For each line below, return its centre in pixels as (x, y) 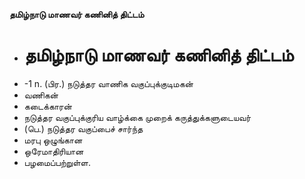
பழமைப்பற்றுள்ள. (57, 162)
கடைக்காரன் (47, 106)
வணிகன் (41, 95)
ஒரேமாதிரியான (53, 151)
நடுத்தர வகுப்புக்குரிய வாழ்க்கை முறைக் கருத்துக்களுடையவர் (137, 117)
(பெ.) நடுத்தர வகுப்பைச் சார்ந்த (83, 128)
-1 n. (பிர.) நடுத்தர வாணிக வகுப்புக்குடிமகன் (108, 83)
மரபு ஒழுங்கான (53, 140)
